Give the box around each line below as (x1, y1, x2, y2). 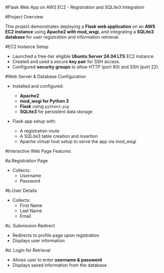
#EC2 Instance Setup (5, 44, 49, 49)
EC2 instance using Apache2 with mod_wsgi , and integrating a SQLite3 (5, 29, 154, 34)
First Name (19, 202, 43, 208)
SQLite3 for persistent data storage (19, 109, 93, 114)
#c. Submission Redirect (5, 223, 55, 228)
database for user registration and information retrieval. (5, 34, 119, 40)
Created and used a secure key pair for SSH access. (12, 59, 120, 64)
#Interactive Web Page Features (5, 148, 71, 154)
